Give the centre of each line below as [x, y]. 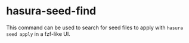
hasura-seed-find [51, 11]
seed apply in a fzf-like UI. [38, 33]
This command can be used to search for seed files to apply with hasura [95, 27]
